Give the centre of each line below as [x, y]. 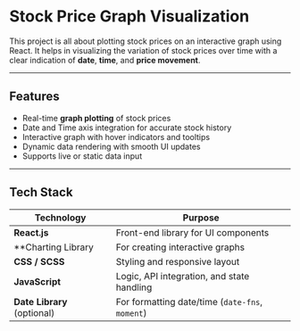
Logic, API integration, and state [183, 276]
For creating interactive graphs [180, 247]
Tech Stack [41, 192]
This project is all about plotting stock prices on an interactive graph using [146, 41]
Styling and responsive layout [178, 261]
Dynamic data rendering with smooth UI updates [111, 146]
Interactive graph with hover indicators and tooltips [116, 137]
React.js [31, 232]
